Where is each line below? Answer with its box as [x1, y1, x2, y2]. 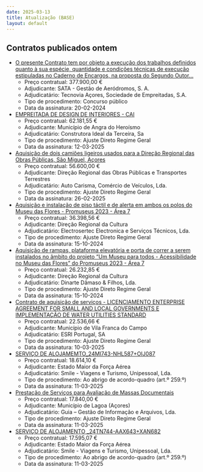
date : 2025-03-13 [6, 9, 51, 15]
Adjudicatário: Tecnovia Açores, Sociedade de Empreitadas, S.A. [24, 91, 187, 99]
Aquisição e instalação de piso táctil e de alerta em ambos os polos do [15, 202, 193, 209]
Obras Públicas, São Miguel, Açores [15, 156, 105, 163]
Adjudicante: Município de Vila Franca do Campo [24, 324, 148, 332]
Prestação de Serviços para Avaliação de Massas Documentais [15, 389, 174, 396]
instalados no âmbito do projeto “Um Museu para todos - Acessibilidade [15, 253, 197, 261]
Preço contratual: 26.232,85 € [24, 266, 100, 273]
